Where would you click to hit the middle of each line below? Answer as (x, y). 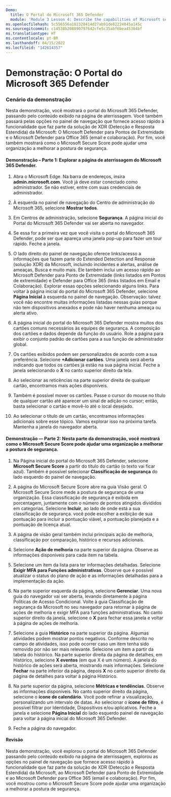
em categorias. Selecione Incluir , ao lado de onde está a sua (77, 508)
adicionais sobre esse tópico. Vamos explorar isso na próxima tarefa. (85, 421)
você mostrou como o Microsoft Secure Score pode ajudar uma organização (86, 783)
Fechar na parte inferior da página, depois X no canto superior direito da (89, 671)
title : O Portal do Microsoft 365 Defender (57, 15)
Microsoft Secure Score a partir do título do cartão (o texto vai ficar (84, 466)
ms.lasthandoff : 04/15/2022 (36, 43)
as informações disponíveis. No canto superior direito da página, (81, 691)
